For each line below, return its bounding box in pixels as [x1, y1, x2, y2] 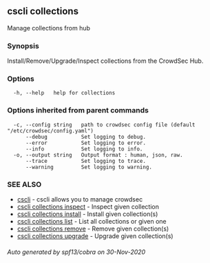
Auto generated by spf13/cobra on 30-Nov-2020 [7, 248, 146, 256]
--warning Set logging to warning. [25, 164, 153, 171]
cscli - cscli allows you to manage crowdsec [17, 195, 143, 203]
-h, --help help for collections [13, 90, 116, 97]
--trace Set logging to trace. [25, 157, 147, 164]
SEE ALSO [7, 179, 42, 189]
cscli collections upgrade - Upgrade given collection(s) [17, 232, 174, 240]
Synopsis [7, 41, 39, 50]
